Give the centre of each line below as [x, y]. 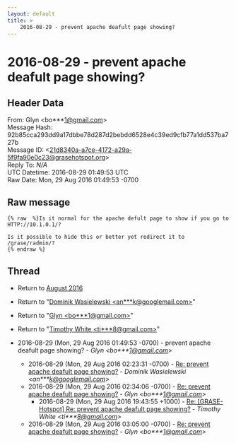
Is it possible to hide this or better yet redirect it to [96, 237]
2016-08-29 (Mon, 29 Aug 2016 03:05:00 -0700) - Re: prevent [119, 424]
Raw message [39, 202]
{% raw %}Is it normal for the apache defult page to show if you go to [118, 219]
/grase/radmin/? [31, 243]
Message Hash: [30, 127]
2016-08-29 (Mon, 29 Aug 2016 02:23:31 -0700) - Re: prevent [118, 364]
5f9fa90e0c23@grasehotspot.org [57, 158]
